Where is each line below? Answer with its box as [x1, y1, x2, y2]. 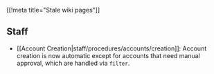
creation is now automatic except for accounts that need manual [16, 51, 200, 59]
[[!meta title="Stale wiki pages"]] [6, 6, 100, 14]
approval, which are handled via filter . [16, 59, 130, 67]
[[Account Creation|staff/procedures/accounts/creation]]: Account [16, 44, 207, 53]
